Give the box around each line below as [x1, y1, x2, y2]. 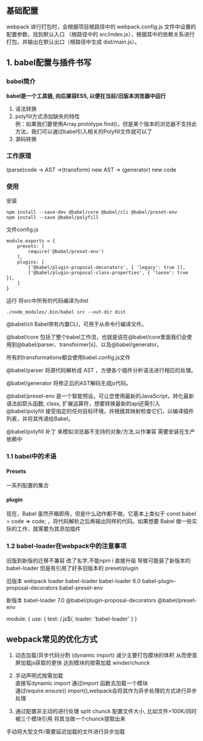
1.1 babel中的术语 [6, 452, 56, 461]
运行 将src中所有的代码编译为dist [6, 297, 89, 305]
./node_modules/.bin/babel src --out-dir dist [6, 309, 126, 315]
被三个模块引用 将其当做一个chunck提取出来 [15, 715, 126, 722]
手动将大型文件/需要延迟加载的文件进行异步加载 [6, 728, 125, 735]
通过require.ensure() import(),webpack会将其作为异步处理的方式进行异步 [15, 687, 198, 694]
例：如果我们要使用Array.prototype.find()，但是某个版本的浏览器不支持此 [15, 120, 198, 127]
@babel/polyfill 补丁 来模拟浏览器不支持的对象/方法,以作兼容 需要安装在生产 [6, 428, 196, 435]
